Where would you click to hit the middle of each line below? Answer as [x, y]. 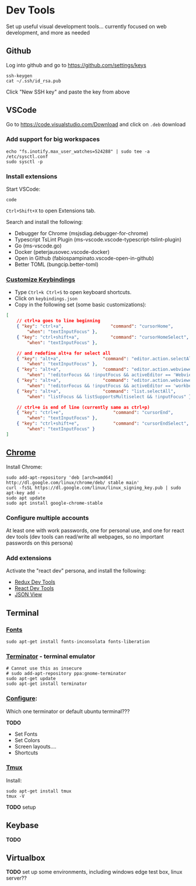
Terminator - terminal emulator [51, 656]
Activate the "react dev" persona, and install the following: [76, 571]
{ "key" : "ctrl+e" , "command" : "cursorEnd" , [95, 413]
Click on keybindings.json [46, 298]
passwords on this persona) [40, 543]
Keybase [22, 825]
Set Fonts [26, 734]
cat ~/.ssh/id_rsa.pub [34, 81]
